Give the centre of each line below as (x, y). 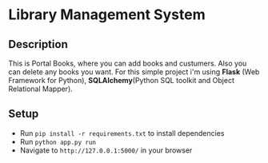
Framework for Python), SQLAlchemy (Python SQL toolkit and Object (121, 80)
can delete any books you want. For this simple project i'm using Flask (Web (134, 72)
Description (38, 44)
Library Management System (107, 15)
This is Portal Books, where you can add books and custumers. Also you (128, 63)
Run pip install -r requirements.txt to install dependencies (122, 133)
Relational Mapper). (41, 89)
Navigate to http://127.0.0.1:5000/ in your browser (106, 150)
